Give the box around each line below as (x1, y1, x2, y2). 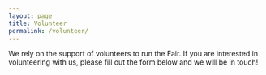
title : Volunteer (8, 19, 67, 27)
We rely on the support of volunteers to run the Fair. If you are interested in (8, 49, 258, 59)
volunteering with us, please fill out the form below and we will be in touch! (8, 57, 259, 67)
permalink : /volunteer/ (8, 27, 89, 35)
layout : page (8, 11, 53, 20)
